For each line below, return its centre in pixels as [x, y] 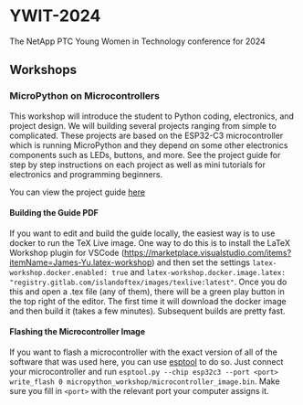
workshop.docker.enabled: [58, 272]
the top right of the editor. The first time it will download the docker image [148, 301]
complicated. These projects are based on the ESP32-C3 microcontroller [146, 135]
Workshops [43, 70]
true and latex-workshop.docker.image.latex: [198, 272]
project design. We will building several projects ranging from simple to [143, 125]
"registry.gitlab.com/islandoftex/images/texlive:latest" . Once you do [148, 282]
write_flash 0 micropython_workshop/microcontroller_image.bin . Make [145, 381]
